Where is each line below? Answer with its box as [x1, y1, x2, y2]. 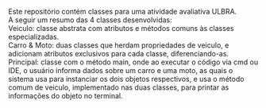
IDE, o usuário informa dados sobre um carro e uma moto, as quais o [8, 66, 233, 75]
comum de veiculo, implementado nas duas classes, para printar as [8, 83, 229, 92]
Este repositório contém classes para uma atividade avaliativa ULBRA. [8, 7, 237, 16]
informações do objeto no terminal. [8, 91, 123, 100]
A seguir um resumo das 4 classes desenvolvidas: [8, 15, 172, 25]
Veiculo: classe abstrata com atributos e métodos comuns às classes [8, 24, 234, 33]
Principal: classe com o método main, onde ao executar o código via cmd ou [8, 57, 259, 67]
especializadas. [8, 32, 60, 41]
